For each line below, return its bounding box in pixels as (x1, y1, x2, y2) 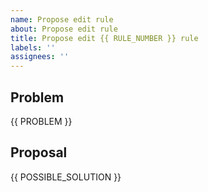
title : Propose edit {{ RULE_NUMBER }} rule (10, 33, 199, 43)
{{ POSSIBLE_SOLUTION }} (10, 171, 122, 183)
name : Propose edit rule (10, 14, 114, 25)
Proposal (10, 144, 68, 161)
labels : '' (10, 42, 56, 53)
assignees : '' (10, 52, 70, 62)
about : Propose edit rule (10, 24, 118, 34)
